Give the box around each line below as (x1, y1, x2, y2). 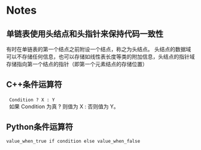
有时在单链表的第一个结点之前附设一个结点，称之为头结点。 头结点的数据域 (6, 46, 191, 52)
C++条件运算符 (6, 80, 63, 90)
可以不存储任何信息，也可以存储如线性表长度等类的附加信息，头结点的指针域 (6, 53, 195, 60)
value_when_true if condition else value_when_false (6, 138, 141, 144)
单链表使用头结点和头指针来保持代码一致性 (6, 29, 163, 39)
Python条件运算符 (6, 122, 74, 132)
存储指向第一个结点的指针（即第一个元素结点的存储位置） (6, 61, 148, 67)
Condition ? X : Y (8, 96, 55, 103)
